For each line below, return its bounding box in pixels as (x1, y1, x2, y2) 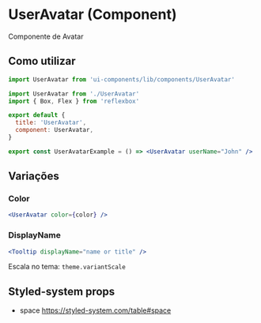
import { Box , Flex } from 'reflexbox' (8, 97, 140, 105)
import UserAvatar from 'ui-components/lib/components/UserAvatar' (8, 75, 236, 84)
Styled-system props (8, 284, 115, 298)
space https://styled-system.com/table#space (19, 306, 172, 315)
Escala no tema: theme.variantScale (8, 262, 127, 272)
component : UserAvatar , (15, 126, 93, 134)
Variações (8, 170, 59, 183)
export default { (8, 111, 66, 119)
